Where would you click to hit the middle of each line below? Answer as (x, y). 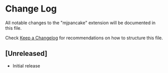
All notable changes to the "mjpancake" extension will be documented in (80, 23)
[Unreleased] (26, 54)
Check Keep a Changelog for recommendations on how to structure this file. (84, 38)
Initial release (26, 65)
